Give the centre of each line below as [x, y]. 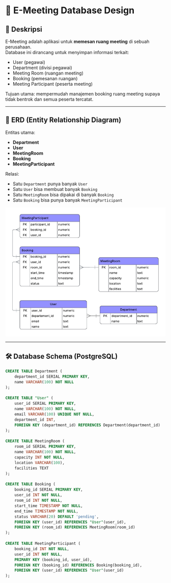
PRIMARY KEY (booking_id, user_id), [53, 560]
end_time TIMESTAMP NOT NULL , [47, 511]
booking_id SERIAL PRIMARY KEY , [49, 490]
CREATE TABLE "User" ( [29, 398]
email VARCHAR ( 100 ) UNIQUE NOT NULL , [54, 415]
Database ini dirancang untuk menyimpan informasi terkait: [67, 52]
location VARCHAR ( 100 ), [40, 463]
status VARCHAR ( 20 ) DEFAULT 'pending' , [57, 517]
